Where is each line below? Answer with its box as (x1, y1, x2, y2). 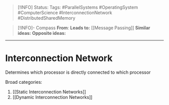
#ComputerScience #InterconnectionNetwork (17, 10, 112, 16)
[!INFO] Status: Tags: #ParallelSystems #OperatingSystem (17, 5, 138, 10)
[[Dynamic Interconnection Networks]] (12, 94, 93, 100)
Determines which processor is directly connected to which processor (5, 69, 151, 75)
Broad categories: (5, 79, 43, 85)
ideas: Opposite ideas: (17, 30, 66, 36)
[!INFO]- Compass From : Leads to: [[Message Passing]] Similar (17, 25, 150, 31)
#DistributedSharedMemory (17, 15, 75, 21)
